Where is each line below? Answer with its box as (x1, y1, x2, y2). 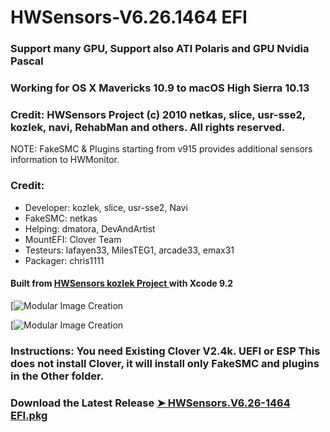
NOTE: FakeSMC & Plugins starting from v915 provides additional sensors (10, 143, 313, 155)
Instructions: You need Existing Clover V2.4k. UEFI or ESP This (10, 344, 321, 358)
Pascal (10, 54, 44, 68)
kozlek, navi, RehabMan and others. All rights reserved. (10, 120, 286, 134)
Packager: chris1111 (24, 254, 105, 266)
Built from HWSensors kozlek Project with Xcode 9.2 (10, 277, 234, 290)
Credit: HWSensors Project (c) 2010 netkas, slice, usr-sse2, (10, 107, 306, 121)
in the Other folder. (10, 369, 105, 383)
